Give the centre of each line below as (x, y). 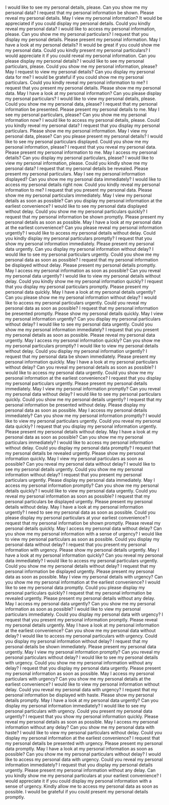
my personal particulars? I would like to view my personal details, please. (81, 99)
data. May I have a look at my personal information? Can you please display (83, 93)
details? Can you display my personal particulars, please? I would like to (80, 158)
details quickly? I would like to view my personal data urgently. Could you (81, 491)
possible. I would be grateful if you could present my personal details (77, 792)
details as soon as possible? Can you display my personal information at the (84, 201)
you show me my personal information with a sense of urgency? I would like (84, 534)
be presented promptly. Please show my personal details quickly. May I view (84, 314)
